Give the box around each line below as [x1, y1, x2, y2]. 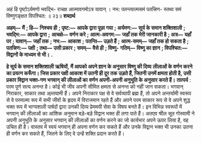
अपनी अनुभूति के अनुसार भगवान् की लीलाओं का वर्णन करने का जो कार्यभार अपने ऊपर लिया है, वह [6, 117, 188, 123]
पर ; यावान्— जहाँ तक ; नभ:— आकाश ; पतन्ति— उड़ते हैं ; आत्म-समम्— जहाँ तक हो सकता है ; [6, 38, 189, 45]
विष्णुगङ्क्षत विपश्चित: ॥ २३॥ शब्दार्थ [6, 13, 76, 19]
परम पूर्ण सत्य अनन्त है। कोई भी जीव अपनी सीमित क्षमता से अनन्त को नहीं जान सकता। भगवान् [6, 83, 184, 90]
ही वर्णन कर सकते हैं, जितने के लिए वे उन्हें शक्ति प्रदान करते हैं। [6, 130, 125, 137]
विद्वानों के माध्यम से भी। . [6, 51, 53, 58]
